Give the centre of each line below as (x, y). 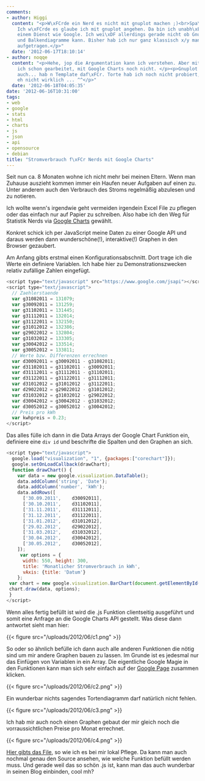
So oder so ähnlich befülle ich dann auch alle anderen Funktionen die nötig (100, 649)
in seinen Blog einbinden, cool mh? (50, 771)
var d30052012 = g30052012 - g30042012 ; (64, 406)
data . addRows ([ (37, 493)
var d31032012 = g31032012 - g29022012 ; (64, 395)
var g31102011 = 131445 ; (43, 310)
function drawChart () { (42, 470)
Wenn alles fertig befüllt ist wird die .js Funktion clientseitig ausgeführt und (100, 612)
